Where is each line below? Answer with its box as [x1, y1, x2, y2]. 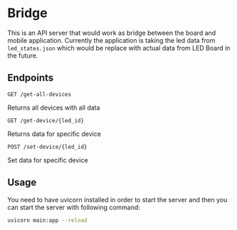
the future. [7, 51, 38, 60]
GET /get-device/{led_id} [7, 117, 84, 124]
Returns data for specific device [7, 130, 102, 138]
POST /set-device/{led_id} [7, 143, 88, 150]
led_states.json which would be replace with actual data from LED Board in [7, 43, 231, 52]
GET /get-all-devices [7, 90, 72, 98]
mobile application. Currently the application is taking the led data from [7, 36, 216, 44]
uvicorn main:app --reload [7, 216, 88, 224]
